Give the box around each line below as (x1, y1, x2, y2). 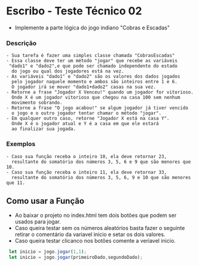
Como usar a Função (6, 196, 85, 206)
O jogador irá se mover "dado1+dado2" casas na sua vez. (11, 84, 157, 90)
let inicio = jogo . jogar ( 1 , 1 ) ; (8, 249, 87, 255)
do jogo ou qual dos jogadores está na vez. (11, 68, 124, 74)
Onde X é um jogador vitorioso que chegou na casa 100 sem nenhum (11, 95, 180, 101)
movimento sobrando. (11, 100, 63, 106)
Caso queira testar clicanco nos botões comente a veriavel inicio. (14, 237, 176, 244)
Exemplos (6, 140, 36, 148)
